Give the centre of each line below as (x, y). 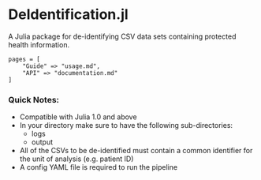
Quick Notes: (34, 99)
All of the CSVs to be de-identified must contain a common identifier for (136, 151)
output (42, 142)
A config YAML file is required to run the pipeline (99, 167)
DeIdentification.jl (68, 15)
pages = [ (24, 59)
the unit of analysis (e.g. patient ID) (76, 159)
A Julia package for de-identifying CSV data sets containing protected (122, 36)
